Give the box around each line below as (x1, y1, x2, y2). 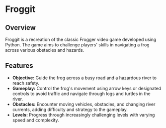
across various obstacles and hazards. (5, 47, 84, 53)
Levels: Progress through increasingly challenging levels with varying (12, 112, 155, 118)
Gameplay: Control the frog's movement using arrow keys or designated (12, 85, 162, 91)
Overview (5, 23, 36, 32)
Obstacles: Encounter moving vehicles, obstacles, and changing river (12, 101, 156, 107)
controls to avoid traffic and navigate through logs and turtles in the (12, 91, 151, 97)
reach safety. (12, 80, 40, 86)
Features (5, 61, 33, 70)
